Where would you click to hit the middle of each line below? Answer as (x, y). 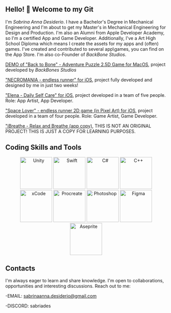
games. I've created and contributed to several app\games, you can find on (85, 49)
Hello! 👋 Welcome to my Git (49, 9)
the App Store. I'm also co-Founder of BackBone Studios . (66, 54)
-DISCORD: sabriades (28, 306)
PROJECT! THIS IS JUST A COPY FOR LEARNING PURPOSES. (70, 131)
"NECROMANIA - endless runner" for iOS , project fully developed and (79, 79)
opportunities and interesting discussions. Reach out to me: (68, 286)
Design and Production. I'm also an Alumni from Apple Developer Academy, (85, 33)
